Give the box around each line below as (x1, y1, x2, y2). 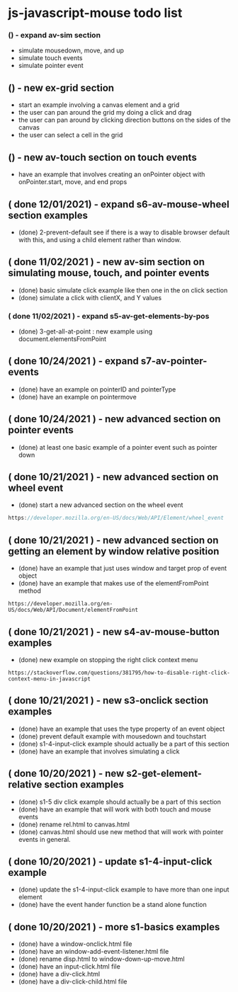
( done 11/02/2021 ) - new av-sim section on (8, 256, 205, 268)
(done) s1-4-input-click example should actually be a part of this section (18, 739, 229, 748)
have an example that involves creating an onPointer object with (18, 170, 205, 178)
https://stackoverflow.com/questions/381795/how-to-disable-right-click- (8, 669, 231, 676)
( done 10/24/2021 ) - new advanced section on (8, 413, 221, 426)
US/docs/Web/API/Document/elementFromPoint (8, 607, 139, 614)
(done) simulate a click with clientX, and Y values (18, 293, 162, 302)
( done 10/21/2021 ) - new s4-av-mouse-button (8, 625, 220, 638)
